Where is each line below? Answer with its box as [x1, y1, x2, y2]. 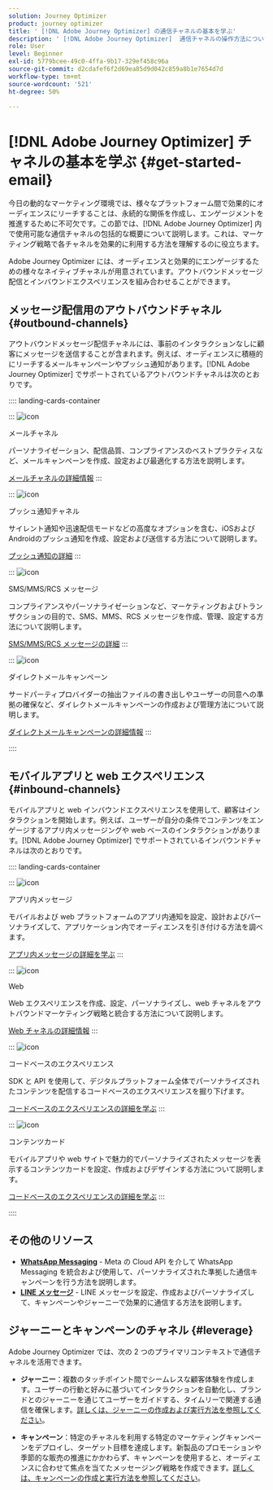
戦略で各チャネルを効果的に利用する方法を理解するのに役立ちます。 [36, 239, 264, 249]
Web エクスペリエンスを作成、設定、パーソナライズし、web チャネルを [8, 998, 248, 1008]
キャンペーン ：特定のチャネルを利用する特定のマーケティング [19, 1432, 226, 1442]
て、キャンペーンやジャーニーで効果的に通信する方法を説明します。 [19, 1297, 246, 1307]
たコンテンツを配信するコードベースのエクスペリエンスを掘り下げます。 [8, 1086, 249, 1096]
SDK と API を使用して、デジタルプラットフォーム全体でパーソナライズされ [8, 1076, 260, 1085]
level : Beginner [8, 50, 63, 58]
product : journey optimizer [8, 20, 104, 28]
